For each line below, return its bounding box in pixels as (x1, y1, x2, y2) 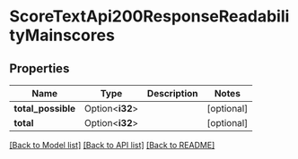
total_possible (13, 103, 76, 114)
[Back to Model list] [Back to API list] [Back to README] (9, 140, 215, 150)
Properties (9, 61, 70, 76)
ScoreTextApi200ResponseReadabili (9, 6, 290, 27)
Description (146, 88, 199, 99)
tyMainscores (9, 25, 115, 46)
